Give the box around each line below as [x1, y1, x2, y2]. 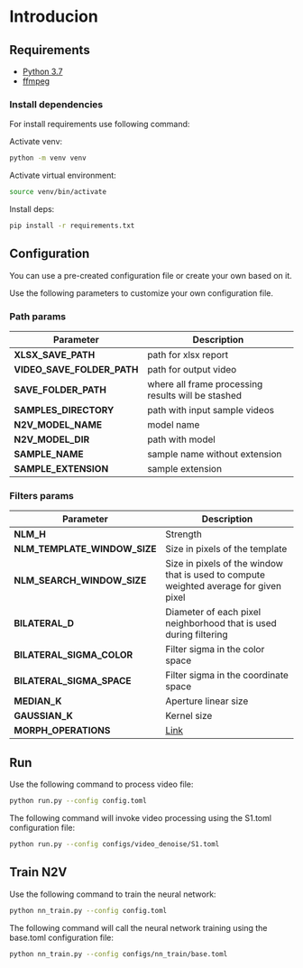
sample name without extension [147, 448, 282, 461]
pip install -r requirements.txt [9, 221, 135, 231]
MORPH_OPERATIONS [14, 724, 111, 737]
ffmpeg [22, 76, 50, 87]
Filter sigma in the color [165, 643, 265, 656]
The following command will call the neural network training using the [9, 922, 268, 933]
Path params [9, 309, 66, 322]
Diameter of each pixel [165, 606, 262, 619]
